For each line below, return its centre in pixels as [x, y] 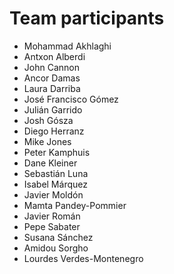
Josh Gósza [48, 120]
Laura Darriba [52, 88]
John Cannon [51, 67]
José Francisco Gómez [71, 99]
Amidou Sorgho [56, 248]
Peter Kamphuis [57, 152]
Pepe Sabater [52, 226]
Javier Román [52, 216]
